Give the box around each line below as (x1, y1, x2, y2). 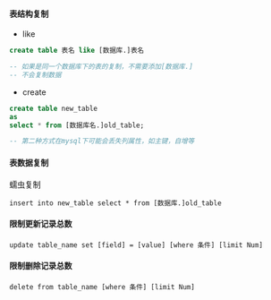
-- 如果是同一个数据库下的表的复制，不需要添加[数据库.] (9, 63, 194, 72)
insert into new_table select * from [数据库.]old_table (9, 198, 222, 208)
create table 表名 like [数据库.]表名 (9, 46, 145, 56)
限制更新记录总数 (9, 219, 72, 229)
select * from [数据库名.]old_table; (9, 121, 145, 130)
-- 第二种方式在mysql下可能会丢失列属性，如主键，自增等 (9, 137, 195, 146)
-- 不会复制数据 (9, 70, 62, 80)
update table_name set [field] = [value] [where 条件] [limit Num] (9, 240, 264, 250)
